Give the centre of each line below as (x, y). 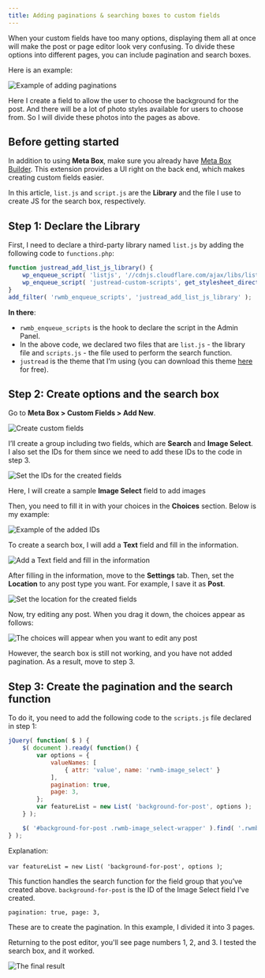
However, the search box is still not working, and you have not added (120, 653)
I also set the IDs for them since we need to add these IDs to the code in (125, 452)
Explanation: (28, 850)
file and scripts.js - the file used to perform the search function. (126, 352)
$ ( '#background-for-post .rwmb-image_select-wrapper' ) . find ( (129, 828)
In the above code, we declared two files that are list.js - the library (132, 344)
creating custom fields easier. (56, 177)
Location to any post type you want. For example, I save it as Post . (117, 584)
